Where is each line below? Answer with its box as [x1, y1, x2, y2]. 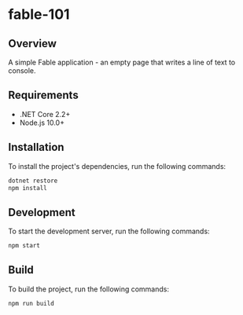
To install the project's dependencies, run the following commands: [8, 161, 226, 170]
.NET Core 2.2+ [19, 109, 71, 119]
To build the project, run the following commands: [8, 284, 169, 294]
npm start [8, 242, 41, 250]
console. [8, 66, 37, 75]
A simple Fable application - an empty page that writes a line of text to [8, 57, 236, 67]
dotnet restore [8, 177, 58, 185]
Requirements [8, 89, 79, 102]
